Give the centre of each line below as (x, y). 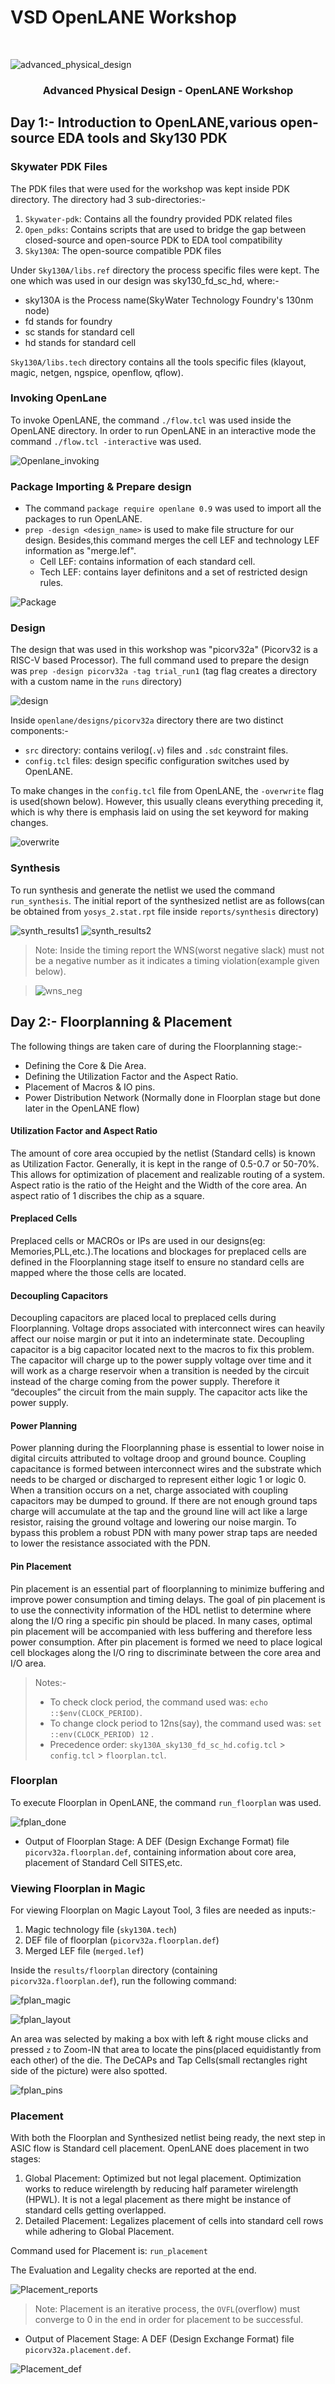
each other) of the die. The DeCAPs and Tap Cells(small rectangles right (159, 2060)
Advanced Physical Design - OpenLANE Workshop (168, 90)
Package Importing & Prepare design (101, 486)
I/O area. (28, 1663)
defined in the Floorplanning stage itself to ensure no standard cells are (157, 1262)
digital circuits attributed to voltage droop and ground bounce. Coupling (158, 1458)
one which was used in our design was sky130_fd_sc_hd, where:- (145, 280)
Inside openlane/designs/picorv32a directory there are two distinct (147, 720)
